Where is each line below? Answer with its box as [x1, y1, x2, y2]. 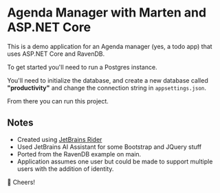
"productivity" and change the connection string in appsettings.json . [7, 83, 207, 92]
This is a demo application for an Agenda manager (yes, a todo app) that [7, 42, 212, 50]
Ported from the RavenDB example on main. [16, 150, 142, 158]
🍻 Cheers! [7, 178, 36, 186]
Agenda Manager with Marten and [7, 5, 207, 21]
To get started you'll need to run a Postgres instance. [7, 63, 157, 71]
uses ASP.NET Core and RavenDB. [7, 50, 105, 58]
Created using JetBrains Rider [16, 135, 102, 143]
